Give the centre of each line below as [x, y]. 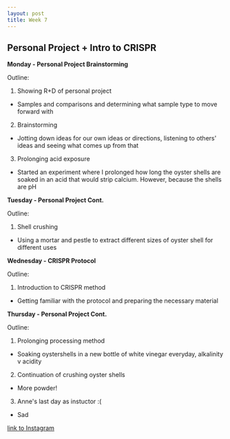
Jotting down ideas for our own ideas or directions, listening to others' [117, 138]
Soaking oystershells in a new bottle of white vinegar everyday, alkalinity [120, 354]
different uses [37, 248]
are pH [27, 187]
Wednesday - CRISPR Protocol [52, 261]
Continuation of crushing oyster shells [71, 375]
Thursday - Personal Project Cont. [57, 314]
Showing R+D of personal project [64, 91]
